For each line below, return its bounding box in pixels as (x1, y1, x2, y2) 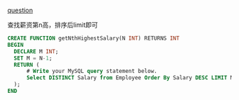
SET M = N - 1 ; (14, 55, 53, 62)
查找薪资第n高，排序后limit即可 (7, 21, 98, 29)
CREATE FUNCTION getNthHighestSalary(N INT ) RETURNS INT (7, 35, 180, 42)
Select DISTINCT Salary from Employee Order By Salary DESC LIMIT (26, 74, 228, 82)
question (7, 6, 33, 14)
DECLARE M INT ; (14, 48, 59, 55)
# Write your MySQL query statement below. (26, 67, 158, 75)
